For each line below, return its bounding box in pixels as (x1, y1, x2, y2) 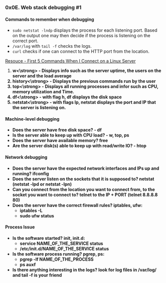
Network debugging (5, 154, 48, 160)
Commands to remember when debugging (5, 16, 94, 22)
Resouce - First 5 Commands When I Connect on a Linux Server (5, 58, 136, 64)
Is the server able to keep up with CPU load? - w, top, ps (12, 132, 130, 138)
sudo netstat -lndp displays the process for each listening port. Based (12, 27, 158, 33)
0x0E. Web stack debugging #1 (5, 4, 82, 11)
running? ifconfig (12, 170, 50, 176)
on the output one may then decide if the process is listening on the (12, 33, 151, 39)
